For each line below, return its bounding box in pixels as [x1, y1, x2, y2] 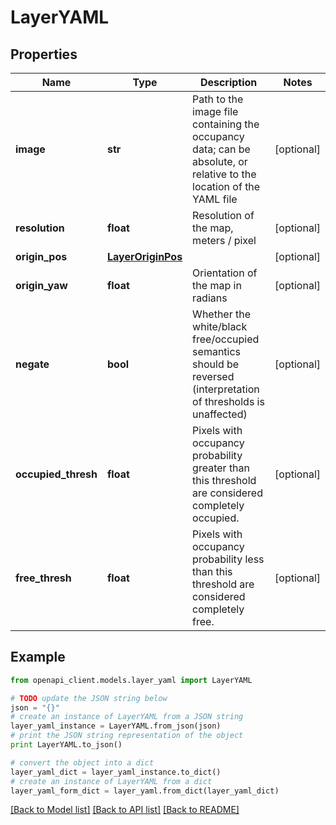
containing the [192, 117, 260, 131]
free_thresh [15, 571, 72, 585]
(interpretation [192, 382, 260, 396]
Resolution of [192, 209, 255, 222]
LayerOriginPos [106, 250, 183, 263]
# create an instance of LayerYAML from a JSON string [10, 712, 244, 722]
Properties [10, 46, 78, 63]
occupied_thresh [15, 467, 98, 481]
